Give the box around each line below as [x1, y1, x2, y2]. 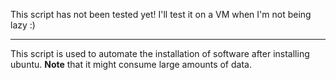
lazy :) [10, 19, 36, 31]
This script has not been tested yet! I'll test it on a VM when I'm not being [10, 9, 312, 20]
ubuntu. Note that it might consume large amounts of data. [10, 59, 252, 70]
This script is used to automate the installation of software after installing [10, 48, 310, 59]
